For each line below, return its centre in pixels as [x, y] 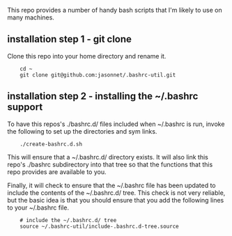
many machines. [31, 17]
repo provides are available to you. [57, 172]
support [25, 107]
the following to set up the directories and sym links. [82, 131]
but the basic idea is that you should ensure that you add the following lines [116, 200]
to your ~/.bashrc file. [38, 207]
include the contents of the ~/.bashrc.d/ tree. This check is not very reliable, [116, 192]
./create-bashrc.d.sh [51, 144]
